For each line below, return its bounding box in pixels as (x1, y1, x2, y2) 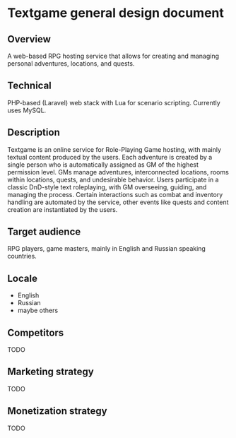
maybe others (17, 306, 59, 315)
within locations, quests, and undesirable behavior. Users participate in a (7, 175, 219, 184)
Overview (7, 33, 52, 45)
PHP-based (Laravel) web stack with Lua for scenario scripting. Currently (7, 98, 220, 107)
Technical (7, 80, 52, 92)
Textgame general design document (7, 5, 225, 21)
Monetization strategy (7, 405, 107, 418)
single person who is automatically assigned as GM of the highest (7, 160, 199, 169)
